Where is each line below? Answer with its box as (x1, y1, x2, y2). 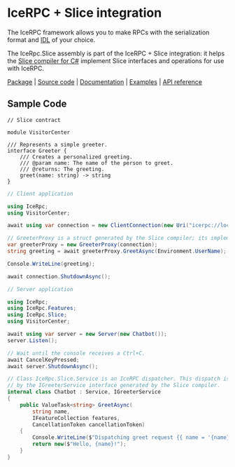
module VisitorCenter (7, 128, 71, 136)
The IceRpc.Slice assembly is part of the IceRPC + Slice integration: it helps (7, 49, 225, 57)
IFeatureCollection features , (32, 414, 120, 421)
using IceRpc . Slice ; (7, 311, 68, 318)
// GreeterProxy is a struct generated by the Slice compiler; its (7, 235, 208, 242)
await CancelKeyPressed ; (7, 356, 80, 363)
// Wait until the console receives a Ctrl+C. (7, 349, 145, 357)
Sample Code (7, 98, 67, 110)
